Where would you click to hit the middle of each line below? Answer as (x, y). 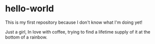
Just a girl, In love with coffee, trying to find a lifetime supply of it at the (78, 32)
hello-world (30, 9)
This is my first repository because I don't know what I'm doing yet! (74, 22)
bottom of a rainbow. (26, 37)
